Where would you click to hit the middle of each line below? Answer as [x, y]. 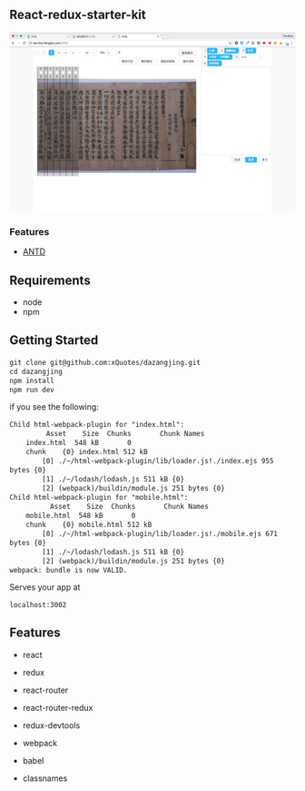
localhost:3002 [38, 604]
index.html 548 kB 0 [79, 442]
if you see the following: [54, 406]
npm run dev [32, 390]
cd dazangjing [36, 371]
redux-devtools [51, 725]
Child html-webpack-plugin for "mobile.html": [99, 497]
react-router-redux [58, 707]
